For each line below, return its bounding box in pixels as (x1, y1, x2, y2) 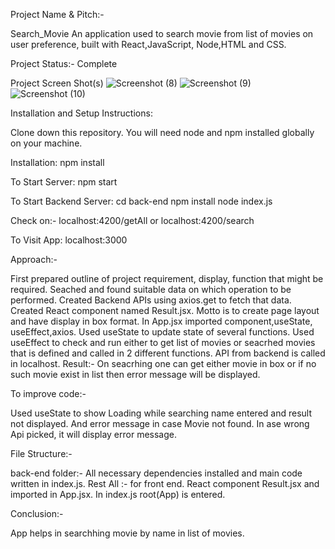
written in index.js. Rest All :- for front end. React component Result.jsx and (10, 478, 320, 489)
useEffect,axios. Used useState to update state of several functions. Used (10, 326, 315, 338)
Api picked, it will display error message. (10, 429, 177, 440)
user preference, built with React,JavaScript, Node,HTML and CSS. (10, 39, 287, 50)
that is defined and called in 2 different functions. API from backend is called (10, 347, 326, 359)
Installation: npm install (10, 157, 105, 168)
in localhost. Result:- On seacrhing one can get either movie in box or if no (10, 358, 317, 369)
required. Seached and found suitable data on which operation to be (10, 284, 292, 295)
